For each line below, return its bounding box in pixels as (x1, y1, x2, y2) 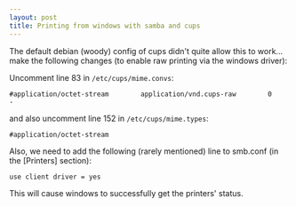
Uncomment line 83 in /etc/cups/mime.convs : (9, 72, 174, 83)
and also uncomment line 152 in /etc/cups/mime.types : (9, 113, 209, 123)
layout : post (9, 12, 58, 22)
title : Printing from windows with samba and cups (9, 21, 201, 30)
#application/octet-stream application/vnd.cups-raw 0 (9, 90, 273, 99)
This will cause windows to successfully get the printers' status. (9, 187, 244, 198)
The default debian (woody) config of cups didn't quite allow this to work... (9, 45, 283, 56)
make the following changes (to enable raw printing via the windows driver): (9, 55, 288, 66)
